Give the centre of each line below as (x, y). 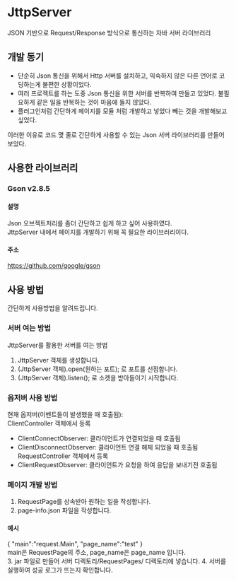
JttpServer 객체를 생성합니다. (59, 360)
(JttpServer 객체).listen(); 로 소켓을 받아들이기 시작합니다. (98, 377)
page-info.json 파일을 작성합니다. (64, 510)
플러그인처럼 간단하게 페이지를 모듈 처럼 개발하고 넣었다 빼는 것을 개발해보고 (122, 111)
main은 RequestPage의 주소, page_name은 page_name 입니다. (96, 553)
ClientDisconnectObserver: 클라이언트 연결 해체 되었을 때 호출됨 (108, 447)
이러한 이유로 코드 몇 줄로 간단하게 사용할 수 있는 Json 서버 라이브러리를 (107, 134)
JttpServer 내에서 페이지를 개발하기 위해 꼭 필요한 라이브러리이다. (98, 232)
